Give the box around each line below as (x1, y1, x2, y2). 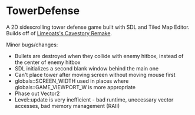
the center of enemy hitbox (14, 59, 81, 66)
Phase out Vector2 (14, 90, 60, 97)
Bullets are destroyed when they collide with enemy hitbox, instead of (14, 52, 184, 59)
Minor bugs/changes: (6, 41, 58, 48)
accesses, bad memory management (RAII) (14, 102, 120, 109)
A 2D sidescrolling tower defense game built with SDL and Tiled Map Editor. (6, 23, 190, 31)
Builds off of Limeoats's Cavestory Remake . (6, 29, 113, 36)
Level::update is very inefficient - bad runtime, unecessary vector (14, 96, 174, 103)
